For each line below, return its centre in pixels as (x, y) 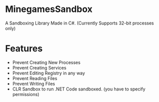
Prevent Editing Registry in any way (49, 73)
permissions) (26, 94)
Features (24, 49)
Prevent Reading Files (35, 78)
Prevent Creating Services (39, 67)
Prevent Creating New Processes (46, 62)
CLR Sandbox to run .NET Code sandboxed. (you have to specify (79, 89)
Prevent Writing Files (34, 83)
